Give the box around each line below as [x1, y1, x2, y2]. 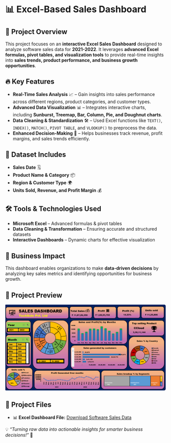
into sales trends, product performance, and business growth [5, 57, 138, 63]
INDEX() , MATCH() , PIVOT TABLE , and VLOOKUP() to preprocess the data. [12, 125, 158, 131]
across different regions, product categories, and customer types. [12, 99, 151, 105]
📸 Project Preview [5, 291, 63, 300]
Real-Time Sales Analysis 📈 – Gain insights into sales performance [12, 91, 155, 97]
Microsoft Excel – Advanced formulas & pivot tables [12, 220, 122, 227]
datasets [12, 231, 32, 237]
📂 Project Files [5, 401, 52, 409]
